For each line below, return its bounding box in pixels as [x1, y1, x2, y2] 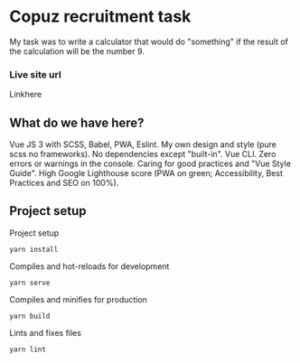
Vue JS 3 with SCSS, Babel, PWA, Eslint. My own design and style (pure [9, 139, 277, 150]
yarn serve [9, 278, 51, 287]
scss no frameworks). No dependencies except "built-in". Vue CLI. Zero [9, 149, 277, 160]
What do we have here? [9, 115, 145, 130]
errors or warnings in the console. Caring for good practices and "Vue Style [9, 158, 292, 169]
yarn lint [9, 345, 47, 354]
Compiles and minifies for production [9, 293, 147, 304]
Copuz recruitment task [9, 6, 192, 27]
